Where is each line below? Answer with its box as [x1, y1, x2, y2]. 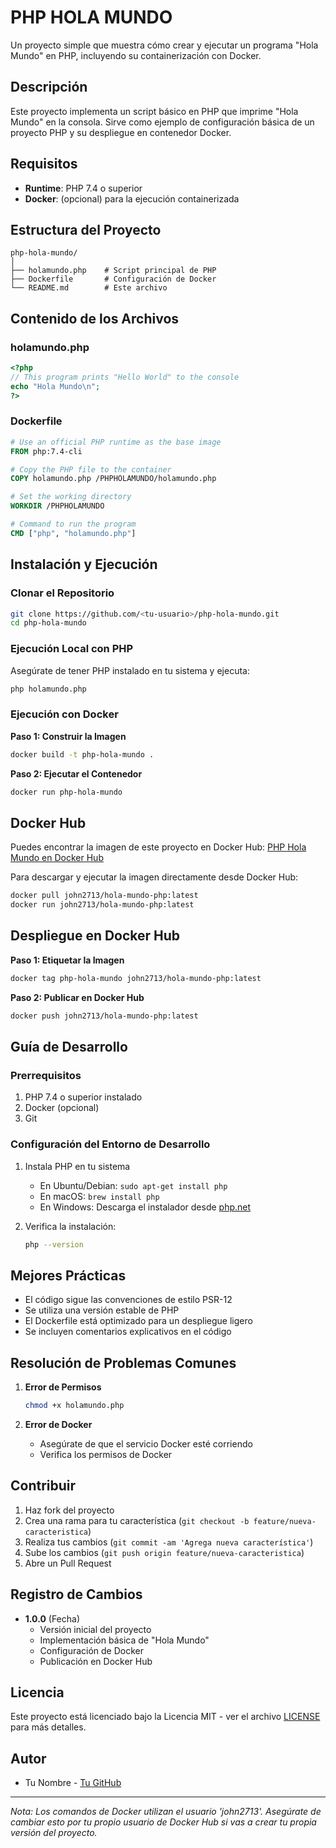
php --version [24, 1239, 84, 1250]
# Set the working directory [10, 492, 132, 502]
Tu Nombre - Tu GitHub [24, 1777, 122, 1789]
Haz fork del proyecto [24, 1504, 115, 1516]
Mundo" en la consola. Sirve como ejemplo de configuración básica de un [10, 116, 315, 128]
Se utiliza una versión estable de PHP [24, 1304, 180, 1316]
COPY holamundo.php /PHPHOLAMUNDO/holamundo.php [10, 474, 217, 484]
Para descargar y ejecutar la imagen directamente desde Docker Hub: [10, 871, 299, 883]
